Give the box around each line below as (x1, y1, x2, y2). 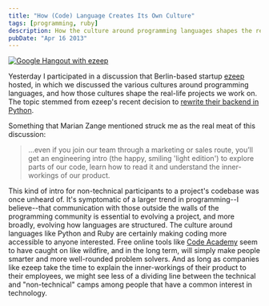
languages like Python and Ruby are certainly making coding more (8, 229, 227, 239)
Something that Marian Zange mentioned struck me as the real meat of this (8, 121, 256, 131)
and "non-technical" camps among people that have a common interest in (8, 280, 252, 289)
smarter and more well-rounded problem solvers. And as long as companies (8, 254, 259, 264)
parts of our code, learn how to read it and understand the (27, 162, 220, 172)
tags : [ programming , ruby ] (8, 19, 98, 27)
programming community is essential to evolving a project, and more (8, 211, 235, 221)
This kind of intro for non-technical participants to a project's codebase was (8, 186, 259, 196)
